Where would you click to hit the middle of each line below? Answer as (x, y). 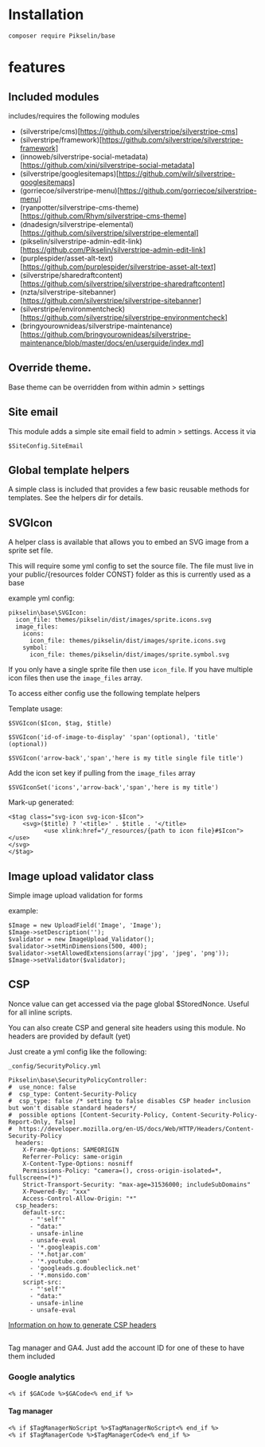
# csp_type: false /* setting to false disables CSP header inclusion (129, 1101)
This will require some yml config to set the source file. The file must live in (131, 566)
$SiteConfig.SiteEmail (46, 446)
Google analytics (42, 1377)
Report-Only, (30, 1122)
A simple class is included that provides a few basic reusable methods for (129, 489)
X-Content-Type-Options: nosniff (78, 1163)
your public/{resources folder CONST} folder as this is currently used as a (129, 574)
